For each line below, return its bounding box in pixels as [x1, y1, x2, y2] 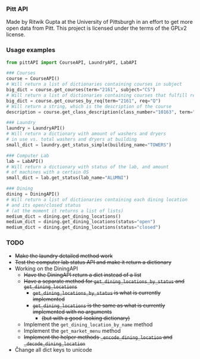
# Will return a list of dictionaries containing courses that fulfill [6, 92, 187, 98]
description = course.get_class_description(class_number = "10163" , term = [6, 109, 193, 115]
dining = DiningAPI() [6, 191, 60, 197]
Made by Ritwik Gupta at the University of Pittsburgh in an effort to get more [6, 18, 193, 26]
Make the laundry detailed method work [14, 252, 113, 259]
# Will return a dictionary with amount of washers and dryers [6, 131, 167, 137]
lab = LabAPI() [6, 158, 44, 164]
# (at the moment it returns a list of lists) [6, 208, 124, 213]
